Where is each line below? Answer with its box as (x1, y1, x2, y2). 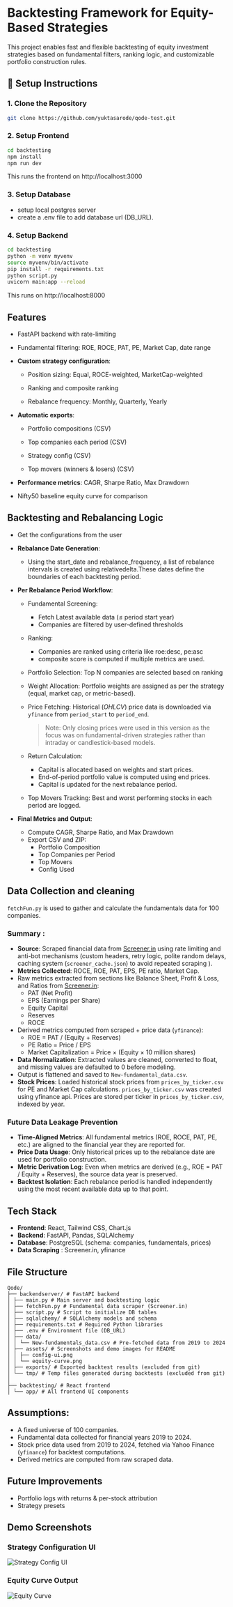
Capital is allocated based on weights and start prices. (38, 765, 194, 774)
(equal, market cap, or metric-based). (27, 689, 136, 698)
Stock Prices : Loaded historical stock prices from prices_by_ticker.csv (17, 1078, 224, 1086)
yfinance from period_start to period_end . (27, 709, 150, 718)
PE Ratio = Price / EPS (27, 1040, 92, 1049)
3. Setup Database (7, 190, 71, 199)
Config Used (38, 865, 74, 873)
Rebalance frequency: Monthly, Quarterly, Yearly (27, 397, 168, 406)
